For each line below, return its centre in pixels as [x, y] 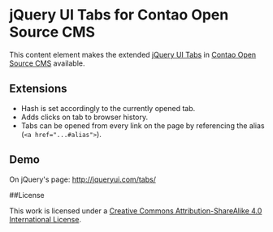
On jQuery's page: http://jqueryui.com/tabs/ [83, 179]
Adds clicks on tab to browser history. [84, 117]
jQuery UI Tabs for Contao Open [119, 15]
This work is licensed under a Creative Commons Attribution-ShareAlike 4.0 [136, 211]
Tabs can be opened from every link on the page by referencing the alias [143, 125]
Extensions [38, 89]
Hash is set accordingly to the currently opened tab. [108, 108]
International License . [45, 219]
